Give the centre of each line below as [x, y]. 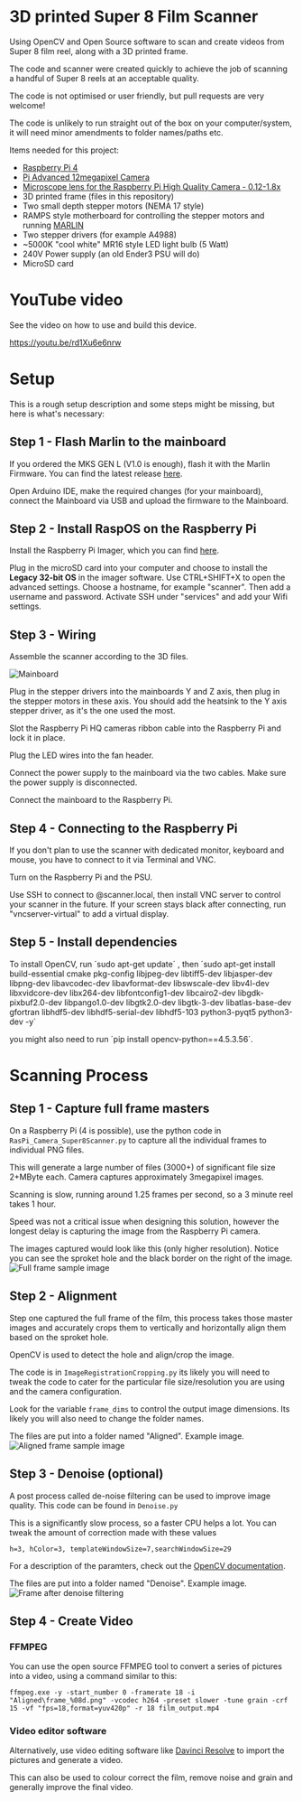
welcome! [27, 105]
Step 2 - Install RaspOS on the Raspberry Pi [133, 529]
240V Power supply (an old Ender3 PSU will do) [111, 254]
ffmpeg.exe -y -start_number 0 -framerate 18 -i [102, 1693]
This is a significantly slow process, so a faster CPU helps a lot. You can [143, 1523]
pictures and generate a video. [66, 1760]
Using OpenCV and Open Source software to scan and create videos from [147, 42]
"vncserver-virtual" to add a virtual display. [89, 914]
